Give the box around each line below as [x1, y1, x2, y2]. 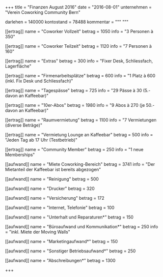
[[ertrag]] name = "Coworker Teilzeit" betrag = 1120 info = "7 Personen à [5, 43, 152, 49]
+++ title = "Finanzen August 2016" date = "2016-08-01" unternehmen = [5, 4, 152, 10]
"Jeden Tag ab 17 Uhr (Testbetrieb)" [5, 137, 78, 143]
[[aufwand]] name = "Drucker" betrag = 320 [5, 185, 95, 191]
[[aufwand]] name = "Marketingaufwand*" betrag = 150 [5, 239, 118, 244]
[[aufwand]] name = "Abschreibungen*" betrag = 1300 [5, 258, 116, 263]
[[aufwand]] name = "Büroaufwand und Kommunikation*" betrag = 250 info [5, 224, 158, 229]
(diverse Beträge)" [5, 123, 43, 128]
